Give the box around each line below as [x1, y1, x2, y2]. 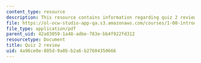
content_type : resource [6, 8, 66, 15]
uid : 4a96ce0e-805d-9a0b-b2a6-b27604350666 [6, 48, 117, 54]
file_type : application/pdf [6, 25, 77, 32]
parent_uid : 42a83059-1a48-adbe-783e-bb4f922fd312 [6, 31, 135, 37]
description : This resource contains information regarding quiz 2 [6, 14, 178, 20]
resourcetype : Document [6, 37, 66, 43]
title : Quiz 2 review [6, 43, 60, 49]
